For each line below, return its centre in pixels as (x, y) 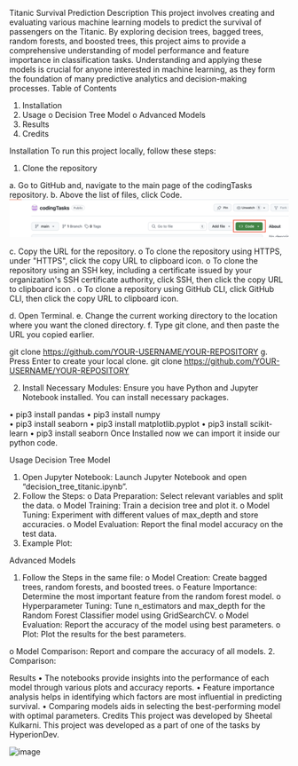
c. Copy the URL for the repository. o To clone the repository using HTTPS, (145, 251)
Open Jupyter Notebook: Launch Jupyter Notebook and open (134, 477)
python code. (33, 442)
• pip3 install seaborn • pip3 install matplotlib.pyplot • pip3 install (129, 423)
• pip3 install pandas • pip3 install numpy (85, 414)
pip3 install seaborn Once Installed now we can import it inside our (159, 433)
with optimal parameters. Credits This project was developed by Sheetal (141, 715)
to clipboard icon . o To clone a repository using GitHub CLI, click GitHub (142, 288)
